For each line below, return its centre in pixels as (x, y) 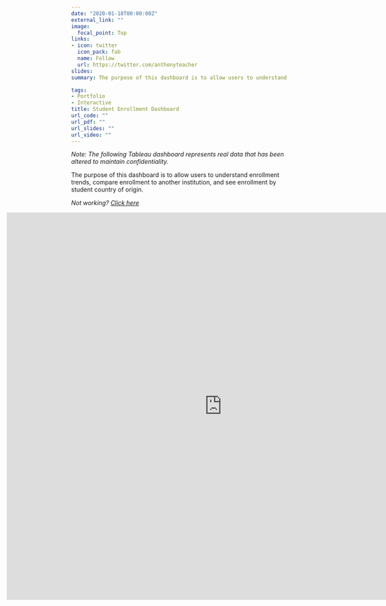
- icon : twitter (94, 45)
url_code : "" (90, 116)
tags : (79, 90)
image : (81, 26)
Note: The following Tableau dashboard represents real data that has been (178, 154)
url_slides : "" (93, 128)
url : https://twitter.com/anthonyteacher (138, 65)
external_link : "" (97, 20)
